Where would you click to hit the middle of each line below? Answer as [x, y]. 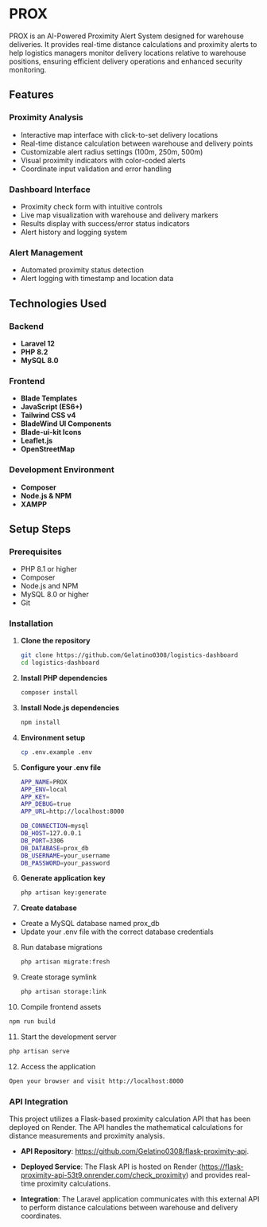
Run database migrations [61, 948]
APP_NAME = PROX [44, 782]
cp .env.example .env [56, 752]
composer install [49, 693]
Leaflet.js [37, 441]
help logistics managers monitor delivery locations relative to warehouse [128, 53]
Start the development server [69, 1037]
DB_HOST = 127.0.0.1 [51, 834]
